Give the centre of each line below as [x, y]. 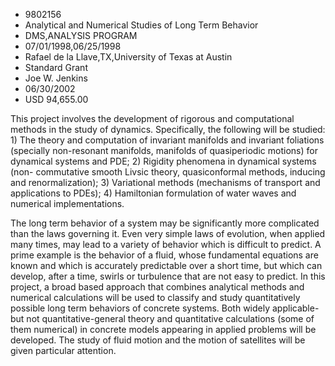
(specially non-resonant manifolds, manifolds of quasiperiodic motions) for [164, 150]
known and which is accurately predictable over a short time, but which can [166, 265]
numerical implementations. [67, 203]
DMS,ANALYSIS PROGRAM [81, 35]
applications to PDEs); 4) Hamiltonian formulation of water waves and [153, 193]
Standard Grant [56, 67]
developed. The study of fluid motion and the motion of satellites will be [158, 340]
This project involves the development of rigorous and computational [152, 118]
